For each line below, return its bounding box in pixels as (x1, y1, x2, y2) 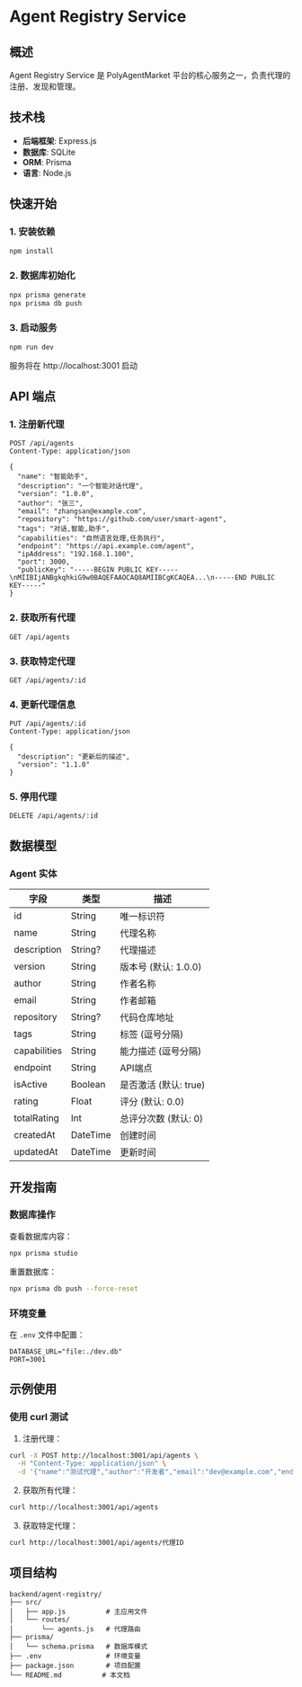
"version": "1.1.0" (17, 760, 91, 769)
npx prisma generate (9, 290, 87, 299)
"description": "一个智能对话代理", (17, 482, 144, 491)
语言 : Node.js (22, 167, 72, 178)
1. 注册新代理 (9, 418, 65, 431)
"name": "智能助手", (17, 472, 89, 482)
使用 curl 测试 (9, 1411, 69, 1424)
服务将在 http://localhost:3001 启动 (9, 360, 138, 370)
